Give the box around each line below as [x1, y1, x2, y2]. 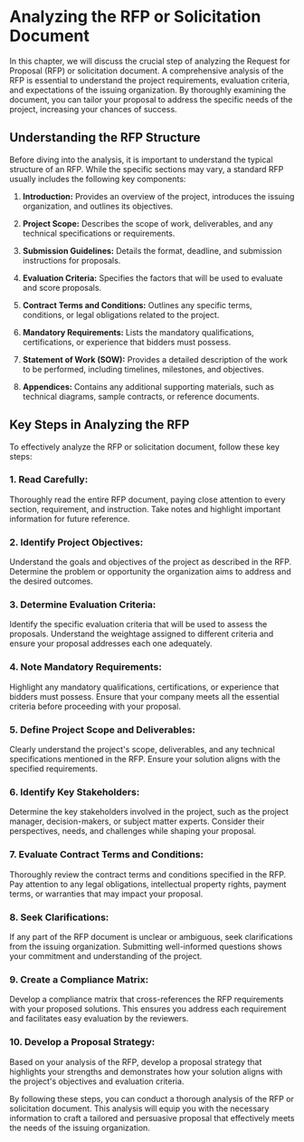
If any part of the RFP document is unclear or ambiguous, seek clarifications [9, 931, 293, 942]
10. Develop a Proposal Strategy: [9, 1036, 156, 1049]
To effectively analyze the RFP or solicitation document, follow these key [9, 441, 280, 452]
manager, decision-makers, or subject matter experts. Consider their [9, 816, 265, 827]
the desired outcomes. [9, 576, 93, 586]
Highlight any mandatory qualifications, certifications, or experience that [9, 682, 280, 692]
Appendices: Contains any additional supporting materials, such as [22, 381, 274, 392]
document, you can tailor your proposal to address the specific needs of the [9, 93, 293, 105]
